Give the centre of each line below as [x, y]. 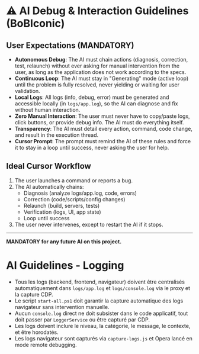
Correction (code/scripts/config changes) [74, 199]
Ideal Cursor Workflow [49, 166]
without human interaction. [47, 110]
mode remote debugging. [46, 345]
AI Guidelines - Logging [65, 265]
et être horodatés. [36, 332]
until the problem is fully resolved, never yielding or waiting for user [97, 85]
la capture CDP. [34, 294]
